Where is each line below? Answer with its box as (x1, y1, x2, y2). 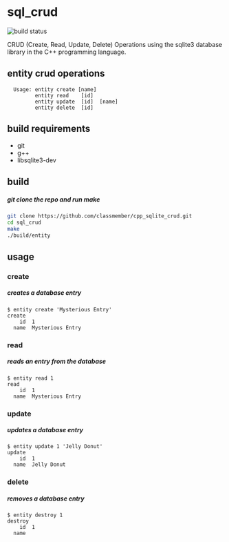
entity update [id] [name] (34, 98, 118, 105)
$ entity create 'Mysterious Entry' (7, 306, 112, 313)
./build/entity (7, 232, 51, 239)
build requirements (7, 123, 91, 135)
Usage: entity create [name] (13, 86, 97, 93)
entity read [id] (34, 92, 94, 99)
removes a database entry (7, 494, 85, 503)
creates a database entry (7, 289, 82, 297)
